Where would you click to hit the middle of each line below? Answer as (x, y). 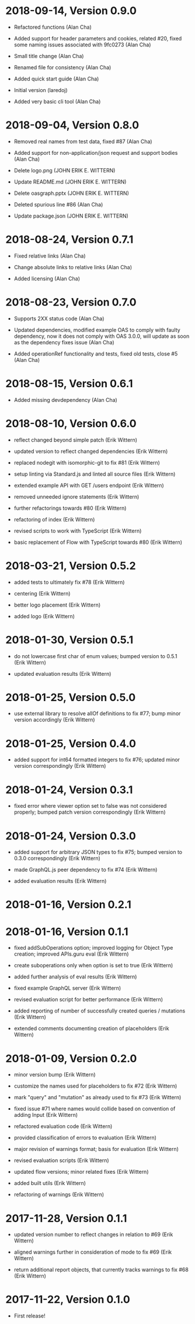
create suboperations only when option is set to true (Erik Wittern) (93, 966)
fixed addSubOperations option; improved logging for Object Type (93, 948)
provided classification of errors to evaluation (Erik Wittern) (85, 1138)
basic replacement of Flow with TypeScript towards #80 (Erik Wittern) (98, 542)
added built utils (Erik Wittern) (50, 1183)
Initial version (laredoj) (41, 90)
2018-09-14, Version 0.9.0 (71, 11)
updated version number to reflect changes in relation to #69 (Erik (93, 1235)
